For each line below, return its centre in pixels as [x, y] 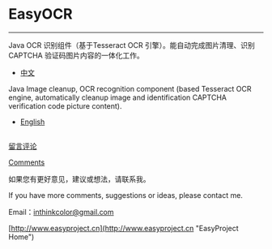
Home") [21, 237]
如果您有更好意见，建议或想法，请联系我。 [79, 179]
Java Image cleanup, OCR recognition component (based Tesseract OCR [130, 88]
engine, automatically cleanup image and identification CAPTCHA [117, 97]
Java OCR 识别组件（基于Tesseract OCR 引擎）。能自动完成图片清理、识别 [132, 45]
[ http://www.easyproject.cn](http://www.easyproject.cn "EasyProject [123, 229]
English [32, 122]
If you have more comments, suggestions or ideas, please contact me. [125, 195]
